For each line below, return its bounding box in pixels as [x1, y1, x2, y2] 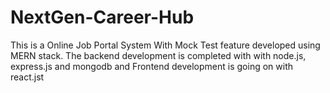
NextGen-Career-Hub [10, 6, 195, 29]
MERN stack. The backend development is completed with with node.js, [10, 49, 307, 61]
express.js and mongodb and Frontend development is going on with [10, 60, 293, 72]
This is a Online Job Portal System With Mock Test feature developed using [10, 39, 321, 51]
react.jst [10, 71, 45, 83]
